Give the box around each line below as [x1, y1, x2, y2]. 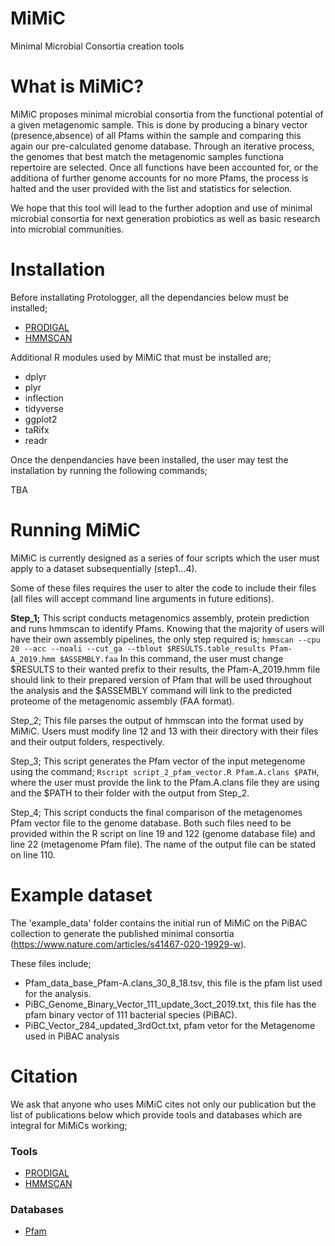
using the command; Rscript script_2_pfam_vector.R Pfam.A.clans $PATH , [10, 765, 320, 777]
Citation [10, 1065, 78, 1087]
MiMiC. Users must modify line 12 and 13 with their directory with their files [10, 725, 319, 737]
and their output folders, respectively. [10, 735, 165, 747]
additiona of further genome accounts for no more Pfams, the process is [10, 172, 309, 184]
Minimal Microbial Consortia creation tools [10, 40, 185, 52]
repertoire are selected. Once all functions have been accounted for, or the [10, 161, 319, 173]
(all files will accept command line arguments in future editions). [10, 592, 275, 604]
